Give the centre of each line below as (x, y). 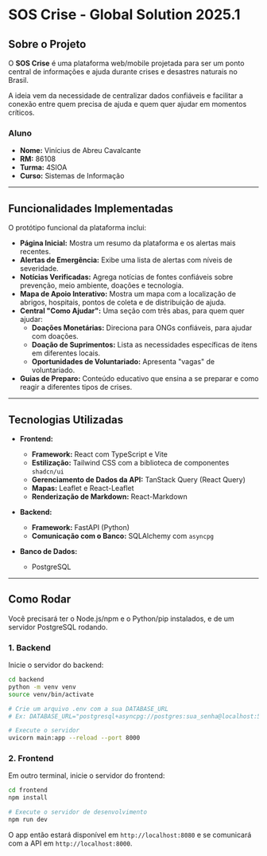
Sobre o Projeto (47, 44)
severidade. (39, 269)
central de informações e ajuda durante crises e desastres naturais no (123, 72)
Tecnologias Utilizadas (66, 420)
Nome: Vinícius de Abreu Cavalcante (80, 151)
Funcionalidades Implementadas (91, 208)
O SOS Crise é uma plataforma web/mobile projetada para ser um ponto (126, 63)
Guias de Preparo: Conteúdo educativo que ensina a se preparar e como (139, 379)
